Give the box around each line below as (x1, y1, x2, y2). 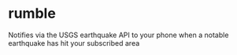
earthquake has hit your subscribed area (8, 38, 140, 47)
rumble (8, 5, 57, 22)
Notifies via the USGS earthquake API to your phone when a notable (8, 30, 229, 40)
